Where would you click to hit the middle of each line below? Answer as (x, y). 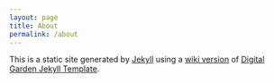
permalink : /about (44, 34)
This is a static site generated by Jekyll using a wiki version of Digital (137, 60)
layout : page (34, 17)
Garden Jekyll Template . (55, 69)
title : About (34, 26)
